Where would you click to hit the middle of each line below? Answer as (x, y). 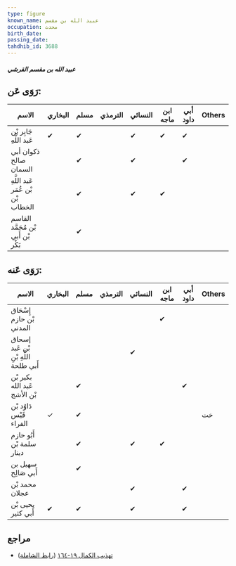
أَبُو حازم (23, 435)
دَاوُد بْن (21, 406)
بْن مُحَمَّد (24, 227)
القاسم (21, 219)
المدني (21, 328)
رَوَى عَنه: (25, 270)
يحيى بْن (23, 505)
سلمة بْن (24, 444)
